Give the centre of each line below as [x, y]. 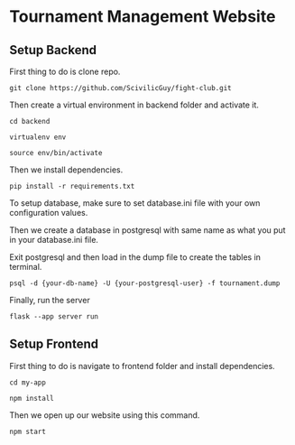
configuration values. [49, 213]
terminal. [26, 267]
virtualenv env [38, 137]
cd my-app [28, 382]
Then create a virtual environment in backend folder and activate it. [134, 105]
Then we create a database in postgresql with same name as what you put [147, 230]
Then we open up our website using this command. [105, 415]
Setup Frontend [54, 344]
